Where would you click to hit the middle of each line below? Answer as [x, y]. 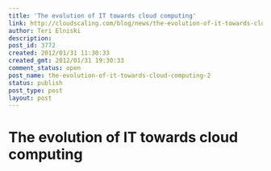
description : [30, 38]
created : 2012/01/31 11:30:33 [59, 53]
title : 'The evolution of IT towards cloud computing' [102, 16]
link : [17, 23]
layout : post [30, 98]
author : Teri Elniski [45, 31]
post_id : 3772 [32, 46]
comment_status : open [45, 68]
